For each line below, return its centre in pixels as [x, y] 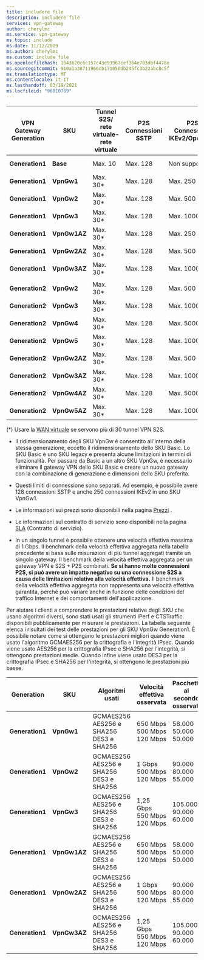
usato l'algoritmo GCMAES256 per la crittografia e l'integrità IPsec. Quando [100, 642]
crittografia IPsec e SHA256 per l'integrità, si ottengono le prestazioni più [98, 661]
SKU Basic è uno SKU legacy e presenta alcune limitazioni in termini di [103, 454]
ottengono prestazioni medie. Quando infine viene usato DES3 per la [92, 655]
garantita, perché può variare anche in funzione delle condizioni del [100, 592]
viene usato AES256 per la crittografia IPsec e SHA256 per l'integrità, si [96, 649]
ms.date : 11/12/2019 [32, 46]
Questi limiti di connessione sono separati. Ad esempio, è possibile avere [106, 485]
